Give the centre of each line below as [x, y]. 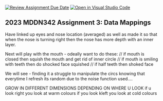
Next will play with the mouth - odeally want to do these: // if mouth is [75, 54]
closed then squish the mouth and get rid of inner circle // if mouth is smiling [81, 59]
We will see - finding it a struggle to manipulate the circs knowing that [75, 73]
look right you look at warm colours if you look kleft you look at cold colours [81, 93]
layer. [10, 44]
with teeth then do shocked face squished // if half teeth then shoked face [79, 64]
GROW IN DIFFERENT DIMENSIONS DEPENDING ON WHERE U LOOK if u [78, 88]
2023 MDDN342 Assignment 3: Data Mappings [78, 22]
